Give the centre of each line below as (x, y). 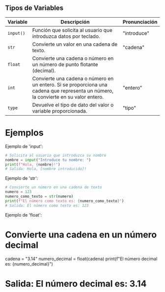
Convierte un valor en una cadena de (75, 44)
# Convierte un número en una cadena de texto (54, 187)
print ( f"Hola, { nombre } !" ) (33, 164)
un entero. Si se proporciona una (70, 84)
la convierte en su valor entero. (68, 97)
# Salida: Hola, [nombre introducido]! (46, 169)
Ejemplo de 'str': (22, 178)
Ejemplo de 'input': (24, 146)
